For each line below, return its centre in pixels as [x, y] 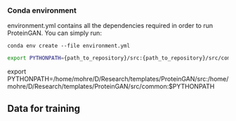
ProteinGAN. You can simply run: [54, 33]
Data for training [44, 108]
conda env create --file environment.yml [69, 46]
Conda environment [42, 10]
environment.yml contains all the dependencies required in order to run [110, 26]
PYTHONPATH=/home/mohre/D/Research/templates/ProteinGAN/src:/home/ [118, 79]
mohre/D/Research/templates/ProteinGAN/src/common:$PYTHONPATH [111, 87]
